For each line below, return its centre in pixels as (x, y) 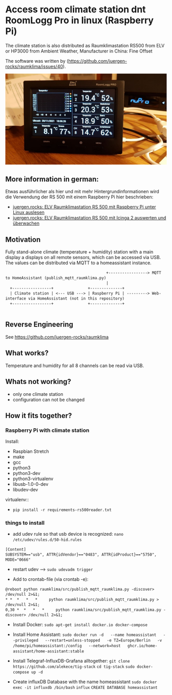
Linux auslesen (29, 212)
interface (16, 299)
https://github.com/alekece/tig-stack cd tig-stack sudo (73, 667)
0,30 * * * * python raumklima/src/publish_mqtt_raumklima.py (83, 610)
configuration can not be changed (49, 399)
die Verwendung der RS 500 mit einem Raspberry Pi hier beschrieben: (79, 197)
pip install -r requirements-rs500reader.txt (62, 510)
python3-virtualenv (33, 479)
